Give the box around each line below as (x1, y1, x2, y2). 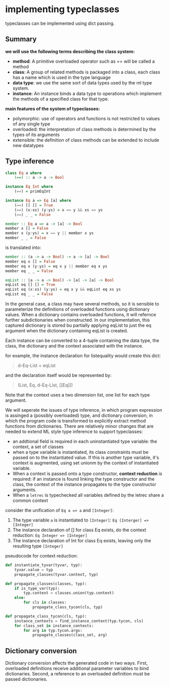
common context (12, 497, 48, 504)
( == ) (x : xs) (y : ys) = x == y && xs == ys (14, 207, 103, 212)
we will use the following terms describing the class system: (5, 48, 135, 54)
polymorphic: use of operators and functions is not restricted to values (12, 115, 160, 121)
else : (14, 595, 26, 600)
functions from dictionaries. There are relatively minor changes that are (5, 423, 154, 430)
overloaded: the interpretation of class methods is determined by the (12, 126, 156, 132)
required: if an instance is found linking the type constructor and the (12, 476, 155, 482)
